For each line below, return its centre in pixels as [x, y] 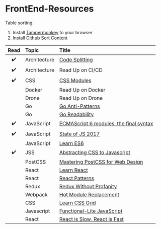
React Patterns [77, 178]
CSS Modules [75, 81]
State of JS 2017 [79, 134]
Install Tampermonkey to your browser [53, 32]
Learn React [73, 170]
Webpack [36, 194]
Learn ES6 [71, 143]
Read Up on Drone [81, 98]
